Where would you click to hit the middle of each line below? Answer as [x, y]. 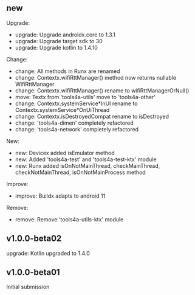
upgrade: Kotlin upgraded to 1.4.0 [48, 253]
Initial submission [28, 287]
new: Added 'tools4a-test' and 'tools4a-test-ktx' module [86, 159]
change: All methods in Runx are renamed [67, 71]
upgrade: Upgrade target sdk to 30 [59, 41]
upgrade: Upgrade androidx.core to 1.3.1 [65, 35]
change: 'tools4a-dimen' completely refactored [74, 123]
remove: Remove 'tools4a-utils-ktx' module [69, 219]
